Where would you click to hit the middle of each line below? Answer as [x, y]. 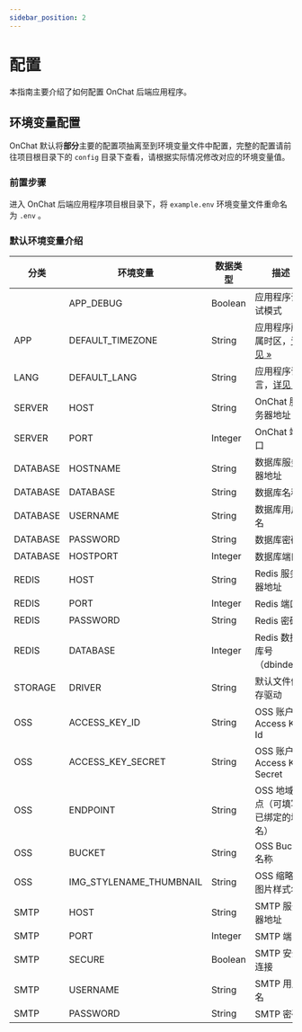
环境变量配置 [45, 122]
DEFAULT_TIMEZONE [113, 340]
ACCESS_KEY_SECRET [117, 761]
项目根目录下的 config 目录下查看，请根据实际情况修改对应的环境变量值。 [153, 157]
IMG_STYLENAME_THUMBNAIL [136, 882]
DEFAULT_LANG [103, 377]
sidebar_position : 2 [48, 18]
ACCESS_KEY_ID [105, 722]
